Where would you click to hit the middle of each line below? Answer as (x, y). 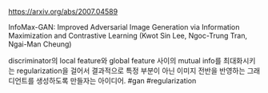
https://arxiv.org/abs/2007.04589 (63, 12)
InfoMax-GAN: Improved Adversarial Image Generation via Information (124, 27)
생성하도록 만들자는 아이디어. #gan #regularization (116, 81)
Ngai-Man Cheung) (40, 44)
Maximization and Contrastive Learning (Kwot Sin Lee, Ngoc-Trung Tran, (128, 36)
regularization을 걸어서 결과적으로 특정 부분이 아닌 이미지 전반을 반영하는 (131, 71)
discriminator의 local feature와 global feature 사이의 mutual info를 (115, 61)
